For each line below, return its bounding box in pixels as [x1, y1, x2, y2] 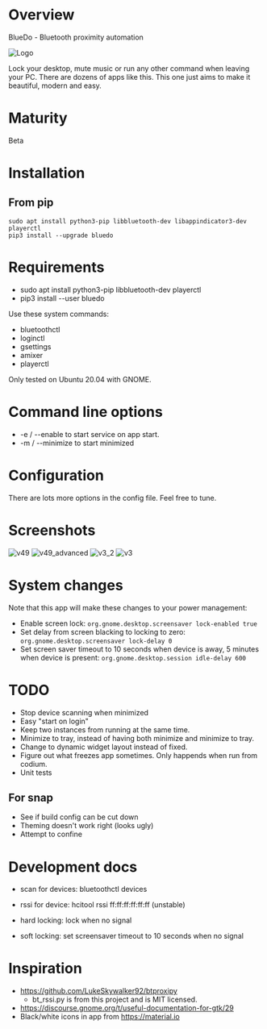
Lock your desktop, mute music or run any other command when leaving [8, 63, 250, 73]
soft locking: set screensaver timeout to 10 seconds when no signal [19, 931, 244, 941]
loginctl [19, 333, 45, 343]
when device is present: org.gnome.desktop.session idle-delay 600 [19, 652, 246, 662]
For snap [8, 790, 54, 804]
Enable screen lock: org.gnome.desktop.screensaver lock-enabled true [19, 619, 258, 628]
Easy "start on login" [19, 716, 89, 726]
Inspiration [8, 960, 82, 977]
